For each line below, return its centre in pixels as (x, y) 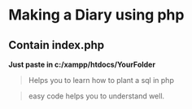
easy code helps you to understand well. (96, 96)
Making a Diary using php (96, 15)
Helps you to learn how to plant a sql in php (101, 80)
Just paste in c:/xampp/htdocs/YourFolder (82, 64)
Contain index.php (57, 45)
